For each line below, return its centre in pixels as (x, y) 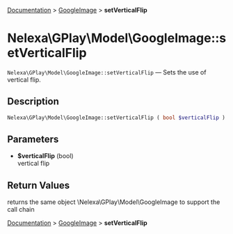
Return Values (39, 185)
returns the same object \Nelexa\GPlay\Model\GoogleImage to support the (114, 202)
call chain (21, 210)
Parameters (33, 140)
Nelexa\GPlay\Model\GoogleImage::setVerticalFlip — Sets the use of (107, 72)
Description (33, 101)
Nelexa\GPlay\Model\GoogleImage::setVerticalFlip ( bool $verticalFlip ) (116, 118)
